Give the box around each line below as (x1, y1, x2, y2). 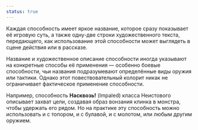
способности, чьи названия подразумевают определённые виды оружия (6, 67, 192, 74)
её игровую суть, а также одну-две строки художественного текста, (6, 31, 180, 38)
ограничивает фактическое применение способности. (6, 80, 144, 87)
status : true (6, 8, 38, 15)
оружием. (6, 116, 31, 124)
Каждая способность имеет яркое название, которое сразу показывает (6, 25, 189, 32)
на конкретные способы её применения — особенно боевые (6, 61, 161, 69)
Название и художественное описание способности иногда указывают (6, 55, 187, 62)
